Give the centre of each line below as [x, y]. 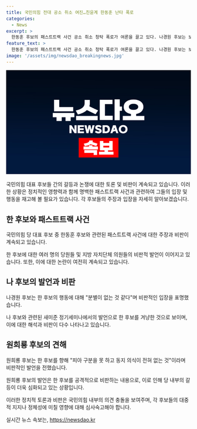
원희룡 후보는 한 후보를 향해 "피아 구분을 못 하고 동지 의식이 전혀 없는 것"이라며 [96, 360]
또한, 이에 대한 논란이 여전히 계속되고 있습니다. [76, 262]
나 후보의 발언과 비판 [41, 282]
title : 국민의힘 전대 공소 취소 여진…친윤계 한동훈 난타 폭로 [70, 12]
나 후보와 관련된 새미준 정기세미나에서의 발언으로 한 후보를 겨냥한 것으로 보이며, [97, 317]
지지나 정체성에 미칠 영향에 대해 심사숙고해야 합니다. [72, 407]
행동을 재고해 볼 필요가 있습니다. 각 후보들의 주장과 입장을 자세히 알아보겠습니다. [98, 199]
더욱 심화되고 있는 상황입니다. [50, 387]
